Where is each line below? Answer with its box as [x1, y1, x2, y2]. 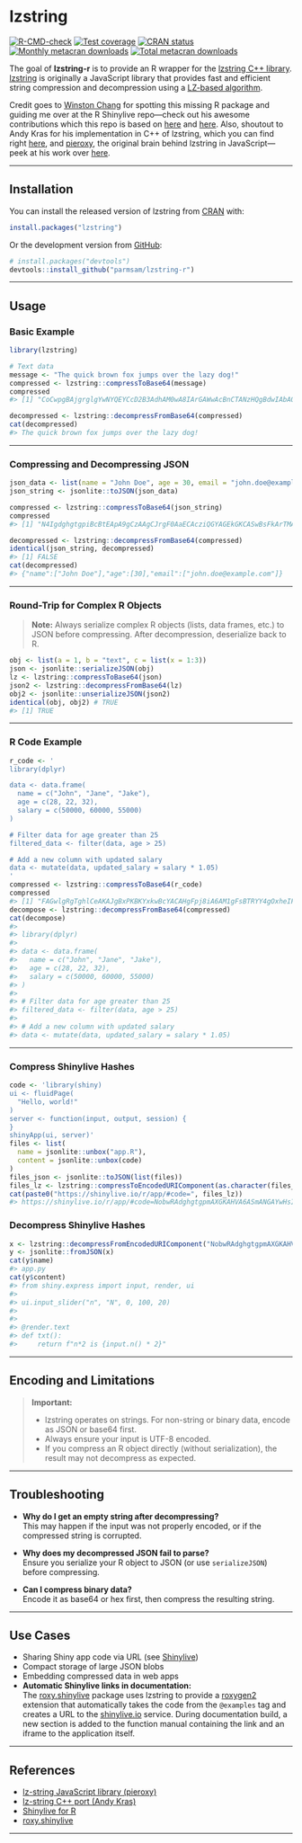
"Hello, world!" [17, 1097, 78, 1107]
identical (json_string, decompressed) [9, 544, 155, 554]
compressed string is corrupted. [22, 1530, 142, 1541]
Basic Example [9, 325, 75, 338]
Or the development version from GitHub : [9, 239, 163, 250]
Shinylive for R [22, 1805, 76, 1817]
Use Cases [9, 1627, 71, 1643]
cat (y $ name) [9, 1256, 54, 1265]
